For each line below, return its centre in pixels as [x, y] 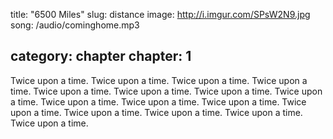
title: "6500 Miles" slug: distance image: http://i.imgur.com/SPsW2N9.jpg [160, 14]
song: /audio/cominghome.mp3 [75, 25]
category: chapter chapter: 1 [101, 56]
